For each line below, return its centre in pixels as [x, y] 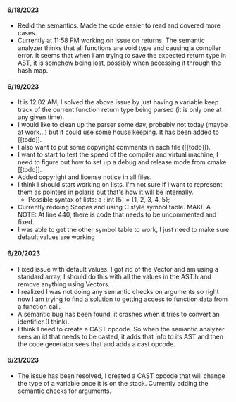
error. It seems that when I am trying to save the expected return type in [122, 56]
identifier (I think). [43, 322]
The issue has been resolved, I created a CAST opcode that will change [121, 376]
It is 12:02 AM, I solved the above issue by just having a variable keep [118, 102]
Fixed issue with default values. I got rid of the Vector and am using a [118, 269]
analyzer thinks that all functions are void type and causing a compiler [119, 48]
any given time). [41, 117]
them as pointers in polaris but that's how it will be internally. [105, 192]
